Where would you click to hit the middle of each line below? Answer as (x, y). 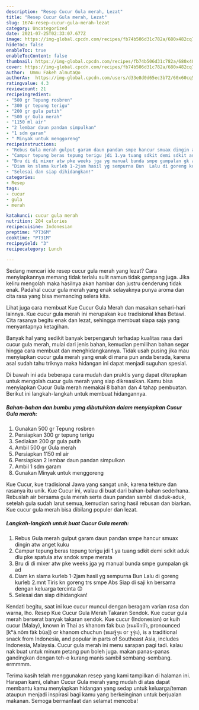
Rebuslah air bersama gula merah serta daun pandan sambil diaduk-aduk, (96, 497)
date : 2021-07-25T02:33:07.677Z (46, 34)
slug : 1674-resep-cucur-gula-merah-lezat (58, 23)
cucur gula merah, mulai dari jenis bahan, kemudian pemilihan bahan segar (98, 345)
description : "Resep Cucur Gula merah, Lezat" (65, 12)
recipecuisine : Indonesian (39, 227)
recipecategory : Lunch (34, 249)
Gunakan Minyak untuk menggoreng (59, 473)
